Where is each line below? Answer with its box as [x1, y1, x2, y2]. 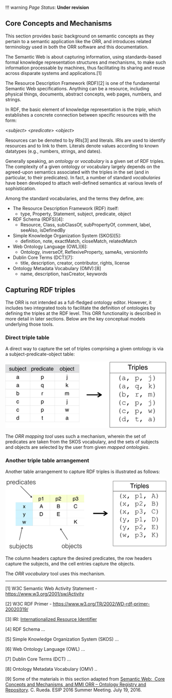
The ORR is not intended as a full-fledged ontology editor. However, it [5, 299, 152, 305]
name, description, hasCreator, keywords [20, 271, 107, 277]
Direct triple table [5, 334, 50, 341]
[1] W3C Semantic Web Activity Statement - [5, 586, 97, 592]
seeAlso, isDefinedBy [20, 227, 66, 233]
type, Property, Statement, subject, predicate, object [20, 211, 132, 217]
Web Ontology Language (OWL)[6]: [12, 243, 88, 250]
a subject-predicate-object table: [5, 351, 75, 357]
